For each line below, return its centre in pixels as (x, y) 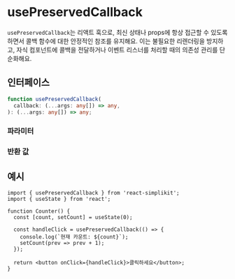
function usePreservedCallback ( (54, 99)
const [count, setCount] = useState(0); (73, 218)
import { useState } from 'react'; (59, 199)
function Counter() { (39, 211)
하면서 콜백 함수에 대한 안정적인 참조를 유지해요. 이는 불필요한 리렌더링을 (106, 41)
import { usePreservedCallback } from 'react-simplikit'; (93, 193)
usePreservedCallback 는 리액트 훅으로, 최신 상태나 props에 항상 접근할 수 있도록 (117, 32)
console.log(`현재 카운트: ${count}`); (74, 237)
